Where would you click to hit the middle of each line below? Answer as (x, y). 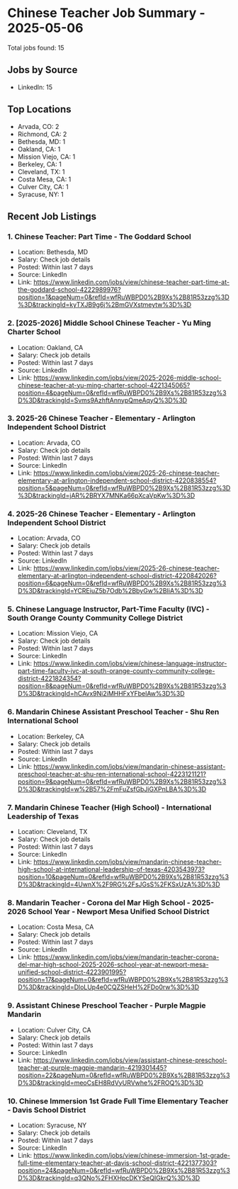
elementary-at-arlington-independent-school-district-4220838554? (117, 480)
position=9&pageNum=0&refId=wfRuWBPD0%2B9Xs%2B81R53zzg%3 (122, 782)
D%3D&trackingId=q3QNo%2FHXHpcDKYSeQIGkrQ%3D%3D (109, 1178)
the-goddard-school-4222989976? (69, 290)
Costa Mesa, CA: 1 (44, 179)
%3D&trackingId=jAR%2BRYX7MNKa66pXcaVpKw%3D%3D (106, 495)
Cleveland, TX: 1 (41, 171)
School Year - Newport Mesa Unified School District (119, 911)
